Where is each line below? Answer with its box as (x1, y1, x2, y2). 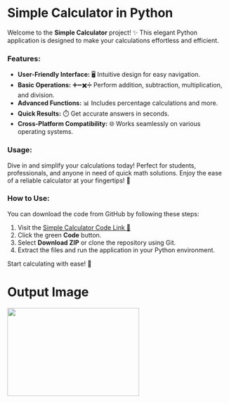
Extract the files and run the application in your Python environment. (17, 245, 216, 254)
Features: (7, 54, 41, 63)
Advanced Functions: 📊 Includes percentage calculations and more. (17, 99, 218, 107)
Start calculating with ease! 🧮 (7, 259, 92, 268)
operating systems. (17, 128, 74, 136)
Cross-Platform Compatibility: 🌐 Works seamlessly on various (17, 120, 201, 128)
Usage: (7, 145, 33, 155)
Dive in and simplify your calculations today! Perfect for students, (7, 161, 197, 170)
